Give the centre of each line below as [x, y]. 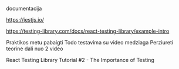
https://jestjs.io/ [25, 20]
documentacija [24, 8]
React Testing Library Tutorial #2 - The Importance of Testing [80, 60]
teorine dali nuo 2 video [35, 49]
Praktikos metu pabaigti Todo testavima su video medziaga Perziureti [90, 42]
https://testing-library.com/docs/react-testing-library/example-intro [88, 31]
